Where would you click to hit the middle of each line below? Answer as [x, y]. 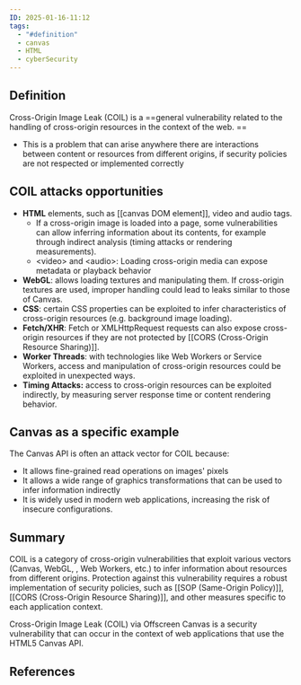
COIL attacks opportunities [86, 192]
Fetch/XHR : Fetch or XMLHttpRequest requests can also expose [142, 328]
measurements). [66, 251]
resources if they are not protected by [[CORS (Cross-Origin [157, 337]
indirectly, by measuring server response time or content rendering [146, 394]
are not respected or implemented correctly [103, 163]
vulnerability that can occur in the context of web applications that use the [147, 634]
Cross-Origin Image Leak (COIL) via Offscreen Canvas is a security [133, 624]
